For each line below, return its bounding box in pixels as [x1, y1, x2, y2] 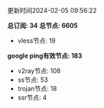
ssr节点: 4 [17, 93, 47, 102]
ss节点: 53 [17, 75, 48, 84]
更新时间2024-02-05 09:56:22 [7, 6, 97, 14]
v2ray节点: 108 [17, 67, 62, 75]
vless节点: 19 [17, 36, 56, 45]
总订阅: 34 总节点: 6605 [7, 21, 78, 30]
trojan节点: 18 [17, 85, 57, 92]
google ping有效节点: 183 [7, 52, 83, 60]
